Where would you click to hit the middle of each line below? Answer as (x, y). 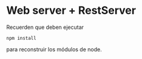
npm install (21, 38)
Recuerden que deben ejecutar (45, 27)
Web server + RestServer (71, 11)
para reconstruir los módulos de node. (54, 49)
